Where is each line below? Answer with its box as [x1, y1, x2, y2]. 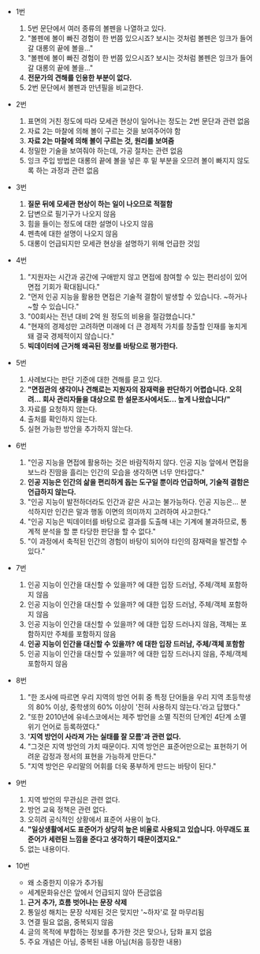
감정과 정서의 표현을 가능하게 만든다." [42, 752, 157, 761]
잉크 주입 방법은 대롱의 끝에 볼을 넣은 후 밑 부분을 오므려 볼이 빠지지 [27, 156, 236, 165]
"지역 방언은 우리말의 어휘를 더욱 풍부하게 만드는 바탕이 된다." [27, 761, 217, 771]
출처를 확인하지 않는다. [27, 414, 98, 424]
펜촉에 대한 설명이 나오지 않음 [27, 229, 118, 238]
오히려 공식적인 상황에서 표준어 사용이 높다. [27, 815, 161, 824]
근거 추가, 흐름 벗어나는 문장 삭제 [27, 898, 128, 907]
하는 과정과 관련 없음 [35, 166, 100, 175]
